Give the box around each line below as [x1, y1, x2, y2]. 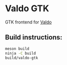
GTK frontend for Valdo [5, 19, 52, 25]
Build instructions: [5, 33, 63, 42]
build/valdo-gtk [5, 55, 38, 60]
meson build [5, 46, 29, 51]
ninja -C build [5, 51, 36, 56]
